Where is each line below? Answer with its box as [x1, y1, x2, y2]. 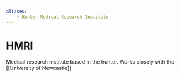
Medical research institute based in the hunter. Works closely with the [6, 58, 175, 65]
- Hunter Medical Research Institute [16, 14, 109, 20]
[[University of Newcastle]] [6, 65, 72, 72]
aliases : [6, 8, 28, 15]
